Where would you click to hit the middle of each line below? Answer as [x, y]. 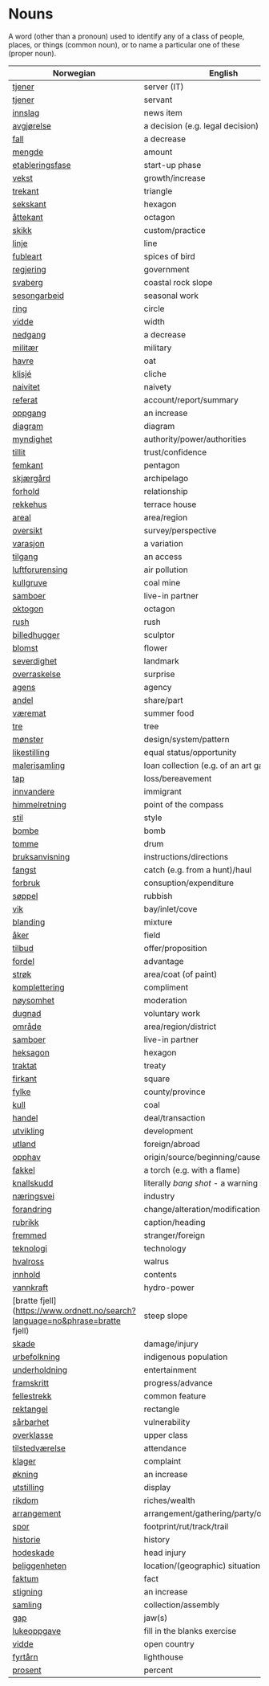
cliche [155, 374]
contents [161, 1274]
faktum [26, 1578]
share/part [163, 700]
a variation [164, 543]
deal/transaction [175, 1117]
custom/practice [175, 230]
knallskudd [33, 1183]
